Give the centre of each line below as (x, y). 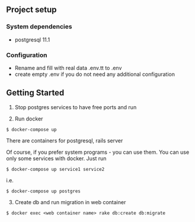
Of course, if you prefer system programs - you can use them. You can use (98, 152)
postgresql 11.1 (32, 39)
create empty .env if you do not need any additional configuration (95, 74)
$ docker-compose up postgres (44, 191)
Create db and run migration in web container (70, 202)
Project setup (32, 10)
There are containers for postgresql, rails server (65, 140)
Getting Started (35, 93)
